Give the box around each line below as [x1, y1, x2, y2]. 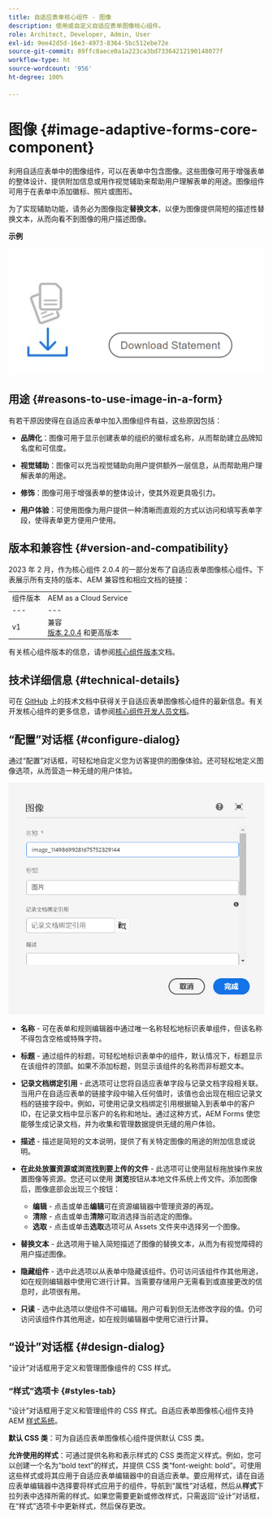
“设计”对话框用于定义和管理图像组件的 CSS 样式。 [8, 1363, 176, 1373]
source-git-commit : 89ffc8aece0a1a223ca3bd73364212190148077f [8, 47, 223, 56]
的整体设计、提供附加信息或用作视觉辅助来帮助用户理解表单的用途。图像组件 [8, 176, 265, 186]
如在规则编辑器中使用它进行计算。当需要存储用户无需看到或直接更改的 [19, 1277, 256, 1286]
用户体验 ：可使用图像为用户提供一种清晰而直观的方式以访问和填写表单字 [19, 505, 262, 515]
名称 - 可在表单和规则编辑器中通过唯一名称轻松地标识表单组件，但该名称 [19, 1023, 263, 1033]
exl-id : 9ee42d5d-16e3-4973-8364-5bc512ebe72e [8, 39, 169, 47]
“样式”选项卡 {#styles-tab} [8, 1385, 116, 1397]
